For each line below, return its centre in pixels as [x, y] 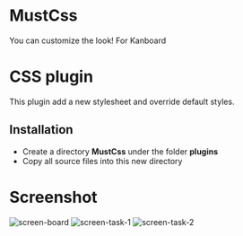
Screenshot [53, 197]
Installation [41, 130]
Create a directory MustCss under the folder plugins [120, 151]
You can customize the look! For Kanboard [88, 40]
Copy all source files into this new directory [102, 161]
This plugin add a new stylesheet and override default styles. [122, 101]
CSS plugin [52, 77]
